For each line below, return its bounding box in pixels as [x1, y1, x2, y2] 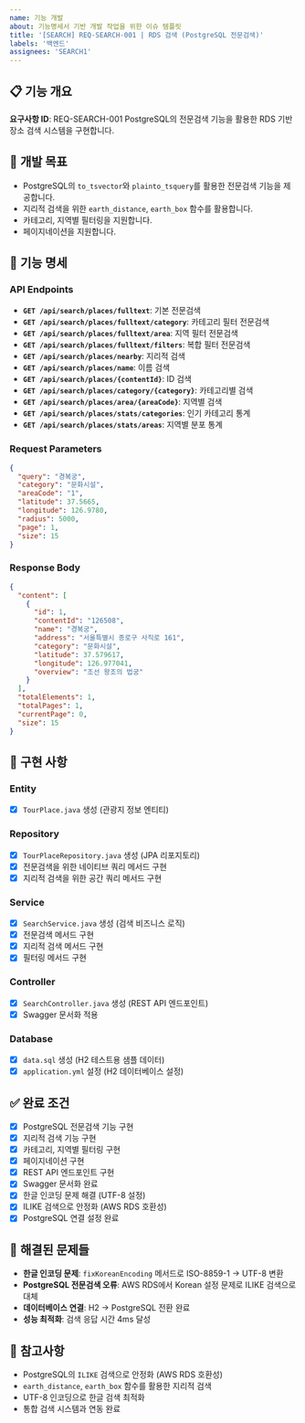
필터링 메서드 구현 [22, 952, 87, 963]
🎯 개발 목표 [9, 154, 68, 170]
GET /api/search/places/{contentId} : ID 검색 [22, 374, 192, 385]
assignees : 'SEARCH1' [9, 48, 92, 57]
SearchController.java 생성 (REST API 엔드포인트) [22, 997, 208, 1008]
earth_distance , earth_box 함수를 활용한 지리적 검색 [22, 1381, 212, 1392]
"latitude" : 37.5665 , [17, 497, 100, 507]
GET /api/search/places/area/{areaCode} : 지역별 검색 [22, 397, 223, 408]
